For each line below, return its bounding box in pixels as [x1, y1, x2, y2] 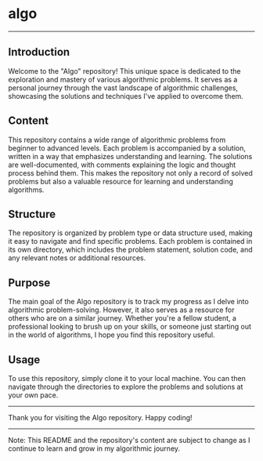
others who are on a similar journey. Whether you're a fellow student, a [8, 314, 237, 323]
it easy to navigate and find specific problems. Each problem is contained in [8, 237, 253, 246]
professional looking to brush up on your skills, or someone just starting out [8, 322, 252, 332]
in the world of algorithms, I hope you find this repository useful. [8, 330, 215, 339]
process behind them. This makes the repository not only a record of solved [8, 168, 253, 177]
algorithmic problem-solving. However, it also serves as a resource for [8, 305, 235, 314]
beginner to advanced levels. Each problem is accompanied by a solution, [8, 143, 247, 153]
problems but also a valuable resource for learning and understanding [8, 176, 233, 186]
